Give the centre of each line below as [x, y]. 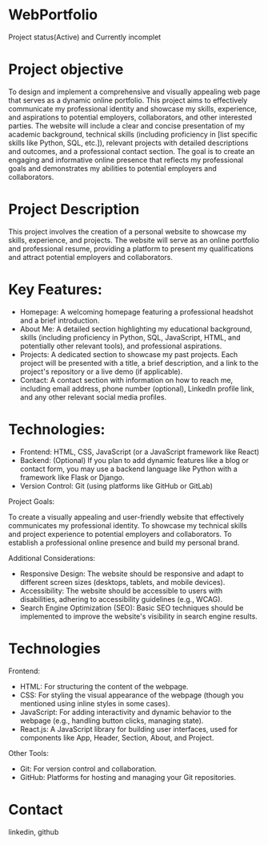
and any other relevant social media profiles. [93, 397]
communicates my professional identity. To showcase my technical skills [128, 525]
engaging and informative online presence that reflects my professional [126, 160]
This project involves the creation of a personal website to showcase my [127, 231]
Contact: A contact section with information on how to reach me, [126, 380]
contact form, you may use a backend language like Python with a [128, 469]
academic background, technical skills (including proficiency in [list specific [133, 134]
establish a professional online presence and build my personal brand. [124, 542]
